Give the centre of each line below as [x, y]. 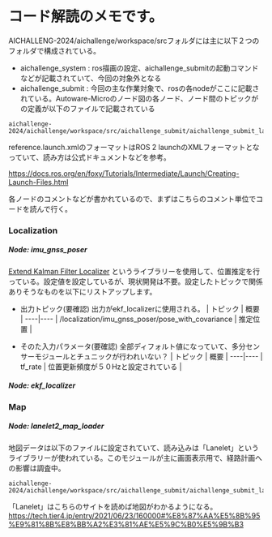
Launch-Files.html [38, 182]
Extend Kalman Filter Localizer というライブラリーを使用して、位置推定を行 [134, 271]
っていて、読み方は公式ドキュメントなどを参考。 [90, 157]
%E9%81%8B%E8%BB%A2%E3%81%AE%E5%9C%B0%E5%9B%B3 [126, 524]
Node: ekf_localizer [42, 385]
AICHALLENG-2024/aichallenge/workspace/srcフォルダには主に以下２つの [134, 41]
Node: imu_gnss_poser [48, 250]
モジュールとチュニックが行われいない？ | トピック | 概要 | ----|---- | [149, 356]
